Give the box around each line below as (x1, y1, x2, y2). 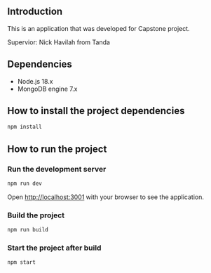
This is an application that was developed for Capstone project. (7, 24, 191, 32)
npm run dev (7, 180, 42, 187)
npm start (7, 259, 36, 266)
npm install (7, 123, 42, 131)
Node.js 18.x (17, 77, 53, 85)
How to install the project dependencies (7, 105, 185, 117)
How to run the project (7, 143, 107, 155)
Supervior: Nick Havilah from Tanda (7, 38, 111, 46)
